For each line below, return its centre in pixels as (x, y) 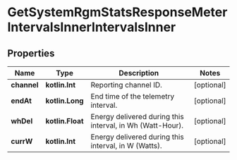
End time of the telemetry (133, 96)
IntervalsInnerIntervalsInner (92, 27)
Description (139, 73)
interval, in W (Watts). (126, 146)
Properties (31, 53)
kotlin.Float (65, 121)
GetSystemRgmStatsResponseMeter (117, 12)
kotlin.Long (65, 101)
